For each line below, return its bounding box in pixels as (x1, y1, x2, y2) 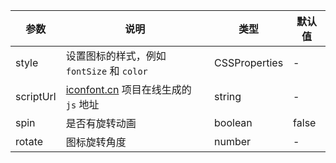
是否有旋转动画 (65, 117, 137, 130)
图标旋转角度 (65, 135, 127, 149)
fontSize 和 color (65, 64, 148, 78)
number (214, 135, 252, 148)
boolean (214, 116, 253, 129)
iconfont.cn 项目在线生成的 (65, 83, 192, 96)
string (214, 90, 242, 103)
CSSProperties (214, 56, 284, 69)
